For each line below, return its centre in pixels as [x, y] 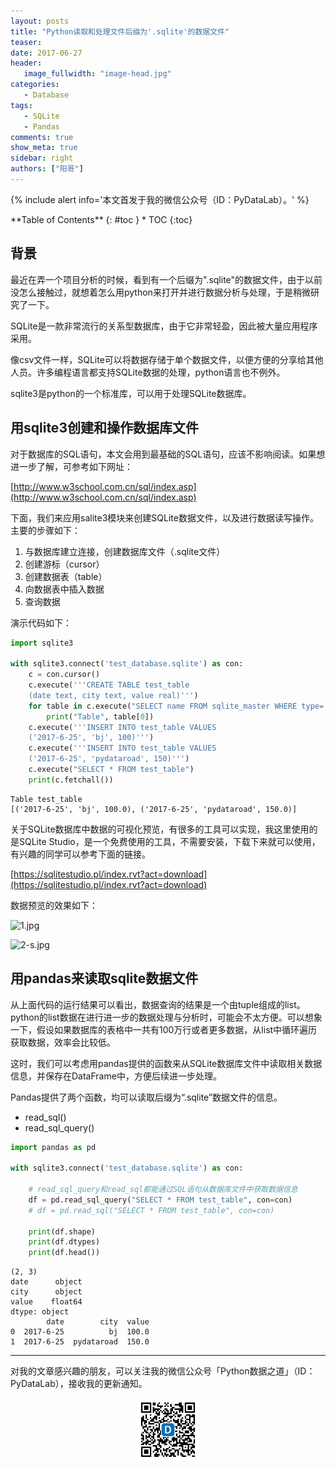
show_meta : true [44, 148]
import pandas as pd [53, 1147]
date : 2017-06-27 [46, 53]
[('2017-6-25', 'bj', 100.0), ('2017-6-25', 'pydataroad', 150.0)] [154, 809]
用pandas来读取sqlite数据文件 [104, 978]
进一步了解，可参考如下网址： [71, 466]
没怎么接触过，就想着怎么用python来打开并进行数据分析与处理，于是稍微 [160, 292]
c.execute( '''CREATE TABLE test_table [109, 685]
